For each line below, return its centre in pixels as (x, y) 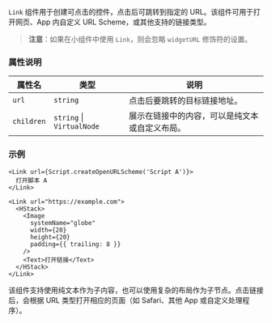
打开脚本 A (32, 181)
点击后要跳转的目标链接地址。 (185, 101)
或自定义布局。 (157, 128)
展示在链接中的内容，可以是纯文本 (193, 116)
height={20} (50, 237)
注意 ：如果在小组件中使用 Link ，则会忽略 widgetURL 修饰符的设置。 (140, 39)
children (29, 121)
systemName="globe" (62, 223)
